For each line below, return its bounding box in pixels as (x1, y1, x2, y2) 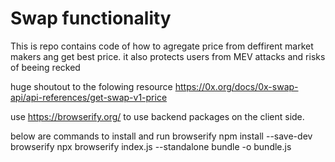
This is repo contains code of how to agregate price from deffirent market (10, 40, 314, 52)
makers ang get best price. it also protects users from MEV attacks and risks (10, 50, 326, 62)
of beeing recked (10, 61, 81, 73)
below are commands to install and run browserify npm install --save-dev (10, 130, 313, 142)
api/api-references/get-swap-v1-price (10, 91, 168, 103)
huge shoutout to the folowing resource (10, 80, 173, 92)
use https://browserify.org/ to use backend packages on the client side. (10, 110, 305, 122)
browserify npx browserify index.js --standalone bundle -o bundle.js (10, 140, 292, 152)
